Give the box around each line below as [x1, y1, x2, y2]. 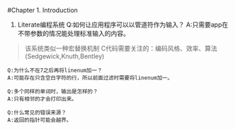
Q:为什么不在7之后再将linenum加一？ [7, 67, 103, 74]
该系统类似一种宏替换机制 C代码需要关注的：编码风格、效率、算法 [24, 44, 217, 52]
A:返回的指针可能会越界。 [7, 117, 72, 124]
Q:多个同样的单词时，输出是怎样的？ [7, 88, 98, 95]
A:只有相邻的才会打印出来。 [7, 96, 78, 103]
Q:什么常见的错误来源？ [7, 109, 67, 116]
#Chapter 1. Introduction [7, 6, 78, 14]
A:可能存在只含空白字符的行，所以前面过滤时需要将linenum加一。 [7, 74, 173, 82]
